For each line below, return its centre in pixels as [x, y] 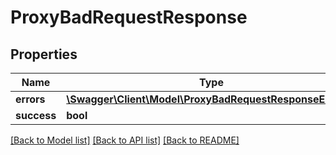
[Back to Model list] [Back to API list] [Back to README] [125, 140]
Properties [44, 54]
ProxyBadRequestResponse [129, 17]
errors [30, 99]
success [36, 115]
